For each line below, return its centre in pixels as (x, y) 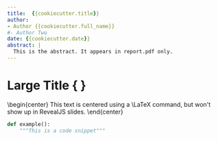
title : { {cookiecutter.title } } (53, 13)
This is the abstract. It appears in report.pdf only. (93, 52)
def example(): (29, 124)
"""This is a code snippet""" (63, 131)
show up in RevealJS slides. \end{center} (65, 112)
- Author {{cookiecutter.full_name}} (61, 26)
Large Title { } (47, 86)
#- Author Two (27, 33)
